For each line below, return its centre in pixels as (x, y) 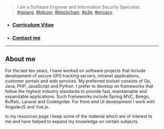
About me (20, 59)
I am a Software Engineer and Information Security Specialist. (79, 7)
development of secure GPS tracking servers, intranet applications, (72, 76)
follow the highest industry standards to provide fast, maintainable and (76, 92)
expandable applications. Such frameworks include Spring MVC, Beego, (78, 96)
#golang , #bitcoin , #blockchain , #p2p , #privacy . (65, 12)
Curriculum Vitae (33, 25)
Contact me (26, 37)
